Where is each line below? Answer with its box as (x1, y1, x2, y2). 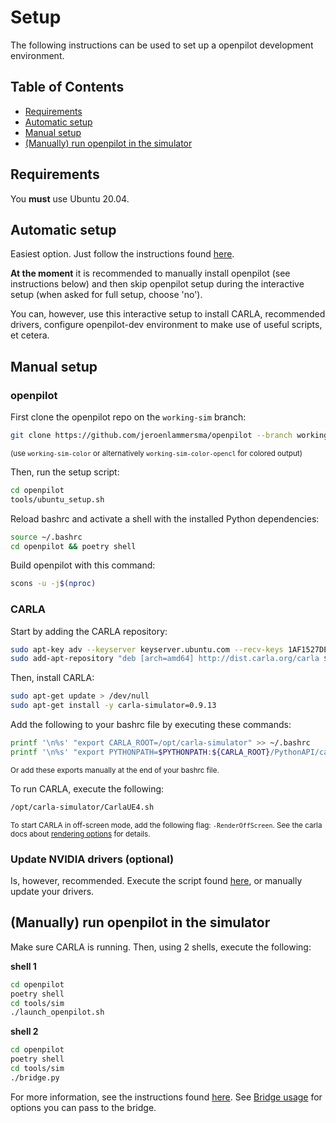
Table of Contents (10, 79, 125, 96)
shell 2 (10, 1026, 39, 1038)
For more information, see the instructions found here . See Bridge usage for (10, 1091, 323, 1103)
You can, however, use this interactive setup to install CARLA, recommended (10, 308, 326, 320)
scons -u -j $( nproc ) (10, 579, 97, 589)
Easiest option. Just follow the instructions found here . (10, 248, 235, 260)
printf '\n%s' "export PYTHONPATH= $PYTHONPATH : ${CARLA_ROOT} (10, 747, 271, 757)
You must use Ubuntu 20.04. (10, 192, 130, 205)
